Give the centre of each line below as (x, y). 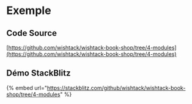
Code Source (31, 33)
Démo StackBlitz (39, 73)
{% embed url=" (27, 88)
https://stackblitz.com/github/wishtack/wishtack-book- (116, 88)
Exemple (29, 11)
